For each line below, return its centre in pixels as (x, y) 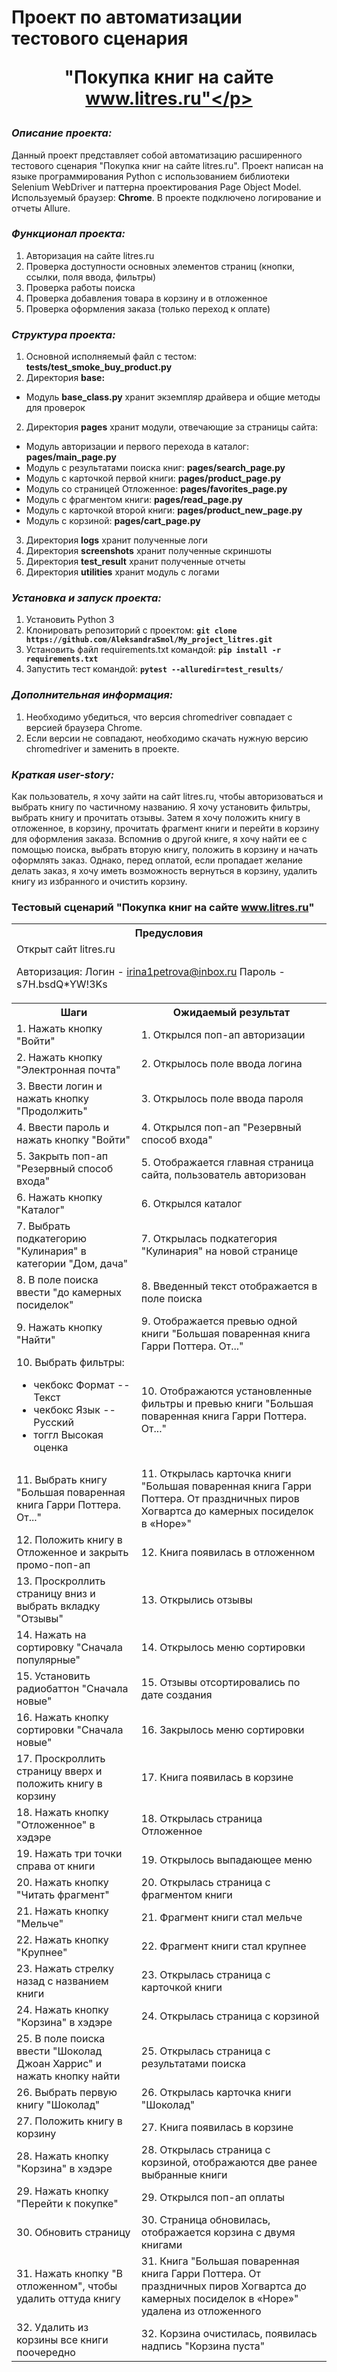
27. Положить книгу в (69, 2121)
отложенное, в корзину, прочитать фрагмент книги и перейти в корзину (165, 828)
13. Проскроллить (61, 1581)
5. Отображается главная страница (227, 1163)
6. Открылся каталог (191, 1204)
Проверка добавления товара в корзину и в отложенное (146, 298)
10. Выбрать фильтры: (70, 1363)
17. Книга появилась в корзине (217, 1778)
